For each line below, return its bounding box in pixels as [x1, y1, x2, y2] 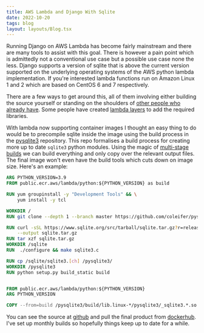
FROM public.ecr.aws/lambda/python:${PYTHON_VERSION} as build [6, 180, 170, 187]
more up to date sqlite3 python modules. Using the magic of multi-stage [6, 143, 189, 151]
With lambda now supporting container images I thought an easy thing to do [6, 124, 197, 131]
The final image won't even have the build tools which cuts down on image [6, 156, 193, 164]
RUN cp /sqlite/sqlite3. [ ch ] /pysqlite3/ [6, 258, 113, 264]
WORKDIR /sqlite [6, 241, 47, 248]
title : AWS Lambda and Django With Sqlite [6, 9, 115, 15]
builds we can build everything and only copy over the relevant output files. [6, 150, 195, 157]
